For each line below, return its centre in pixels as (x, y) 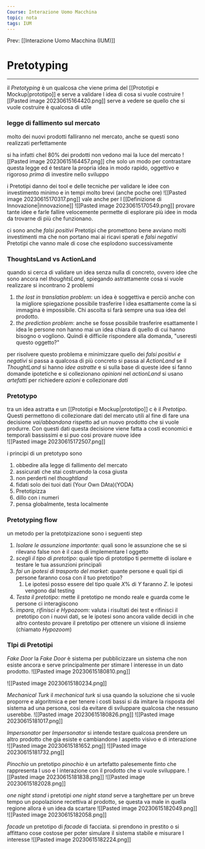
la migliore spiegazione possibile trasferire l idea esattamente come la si (106, 303)
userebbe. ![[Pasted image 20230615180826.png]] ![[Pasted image (91, 714)
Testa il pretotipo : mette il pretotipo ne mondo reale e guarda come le (102, 597)
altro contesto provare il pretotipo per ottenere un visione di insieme (101, 623)
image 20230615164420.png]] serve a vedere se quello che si (107, 101)
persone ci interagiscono (47, 603)
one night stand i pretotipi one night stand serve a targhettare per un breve (101, 795)
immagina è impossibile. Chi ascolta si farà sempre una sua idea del (101, 310)
